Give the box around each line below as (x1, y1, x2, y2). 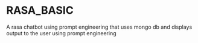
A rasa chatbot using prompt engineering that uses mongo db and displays (6, 23, 193, 30)
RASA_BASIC (6, 4, 74, 17)
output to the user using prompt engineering (6, 29, 117, 36)
